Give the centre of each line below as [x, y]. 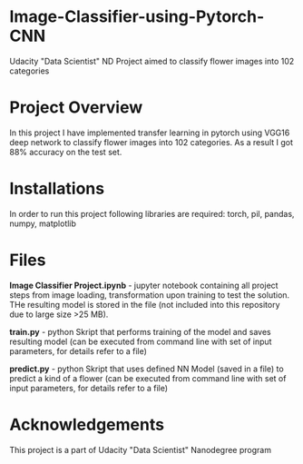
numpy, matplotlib [43, 223]
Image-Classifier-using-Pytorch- [137, 17]
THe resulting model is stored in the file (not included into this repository [145, 304]
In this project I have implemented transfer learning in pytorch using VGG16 [150, 133]
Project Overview [76, 108]
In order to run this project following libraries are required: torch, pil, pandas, [152, 213]
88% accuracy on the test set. [66, 152]
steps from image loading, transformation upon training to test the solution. [150, 295]
